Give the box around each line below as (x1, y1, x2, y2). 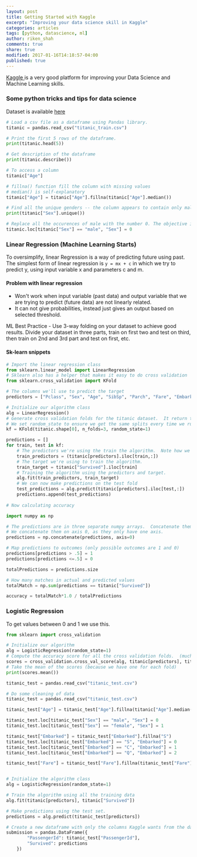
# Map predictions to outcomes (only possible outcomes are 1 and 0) (6, 545, 180, 551)
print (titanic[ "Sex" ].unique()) (6, 211, 85, 216)
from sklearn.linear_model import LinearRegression (6, 367, 135, 373)
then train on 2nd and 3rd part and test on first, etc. (6, 335, 131, 342)
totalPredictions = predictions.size (6, 567, 98, 573)
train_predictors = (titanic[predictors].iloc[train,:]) (16, 453, 159, 459)
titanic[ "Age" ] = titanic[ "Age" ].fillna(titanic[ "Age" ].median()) (6, 194, 172, 200)
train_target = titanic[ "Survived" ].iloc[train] (16, 464, 138, 470)
